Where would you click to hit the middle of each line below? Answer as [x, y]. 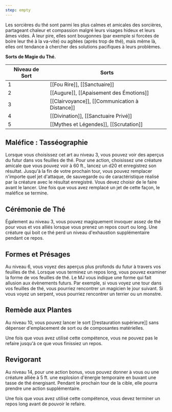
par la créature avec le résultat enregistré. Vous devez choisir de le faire [81, 182]
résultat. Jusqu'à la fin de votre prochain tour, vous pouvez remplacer [79, 171]
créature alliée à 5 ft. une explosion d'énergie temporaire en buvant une [81, 377]
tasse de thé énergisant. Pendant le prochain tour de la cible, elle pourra [81, 383]
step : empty [18, 10]
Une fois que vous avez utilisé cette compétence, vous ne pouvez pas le [82, 338]
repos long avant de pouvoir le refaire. [46, 404]
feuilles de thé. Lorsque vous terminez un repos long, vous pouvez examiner [86, 272]
